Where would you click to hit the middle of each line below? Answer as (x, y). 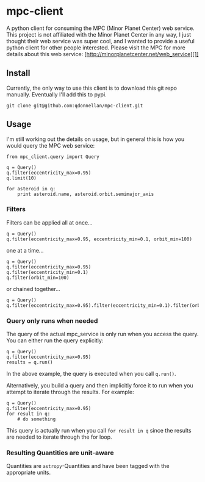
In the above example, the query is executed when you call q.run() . (91, 374)
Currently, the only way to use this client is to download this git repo (92, 88)
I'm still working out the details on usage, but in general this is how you (95, 139)
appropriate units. (29, 473)
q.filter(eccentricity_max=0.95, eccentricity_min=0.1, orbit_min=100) (99, 239)
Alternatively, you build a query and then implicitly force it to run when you (100, 386)
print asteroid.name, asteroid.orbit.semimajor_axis (86, 194)
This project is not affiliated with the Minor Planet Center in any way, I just (99, 34)
